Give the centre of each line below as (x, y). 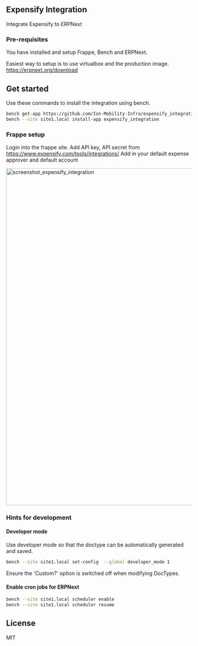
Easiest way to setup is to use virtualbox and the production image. (88, 64)
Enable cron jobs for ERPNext (43, 587)
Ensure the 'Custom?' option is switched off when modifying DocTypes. (93, 573)
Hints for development (39, 518)
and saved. (20, 551)
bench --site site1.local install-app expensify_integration (83, 119)
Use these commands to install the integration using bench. (78, 102)
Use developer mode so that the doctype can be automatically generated (95, 545)
